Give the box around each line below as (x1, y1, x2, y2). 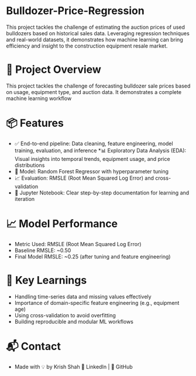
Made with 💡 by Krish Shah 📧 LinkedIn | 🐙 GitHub (14, 363, 133, 370)
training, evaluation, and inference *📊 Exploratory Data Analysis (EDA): (14, 147, 187, 154)
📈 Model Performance (6, 217, 118, 230)
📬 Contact (6, 340, 61, 353)
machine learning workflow (6, 95, 72, 102)
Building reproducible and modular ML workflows (14, 318, 133, 325)
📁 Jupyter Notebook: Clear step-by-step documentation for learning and (14, 189, 190, 196)
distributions (14, 162, 45, 169)
